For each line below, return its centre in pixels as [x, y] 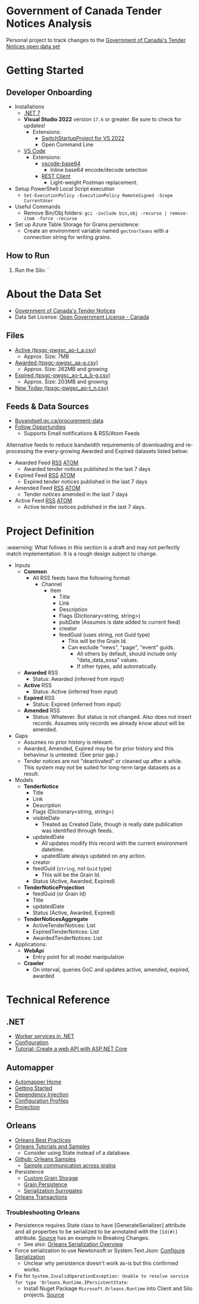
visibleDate [46, 818]
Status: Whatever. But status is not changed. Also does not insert [112, 717]
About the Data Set [54, 294]
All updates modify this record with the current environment [114, 843]
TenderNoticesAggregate [56, 919]
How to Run [28, 256]
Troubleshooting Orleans [43, 1212]
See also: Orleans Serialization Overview [73, 1245]
